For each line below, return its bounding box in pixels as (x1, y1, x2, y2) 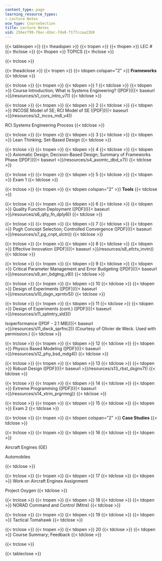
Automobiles (5, 454, 31, 459)
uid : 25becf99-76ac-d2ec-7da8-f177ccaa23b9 (5, 30, 95, 35)
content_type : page (5, 7, 45, 12)
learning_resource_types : (5, 12, 58, 17)
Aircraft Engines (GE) (5, 444, 48, 450)
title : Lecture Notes (5, 25, 49, 30)
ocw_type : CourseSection (5, 21, 56, 26)
